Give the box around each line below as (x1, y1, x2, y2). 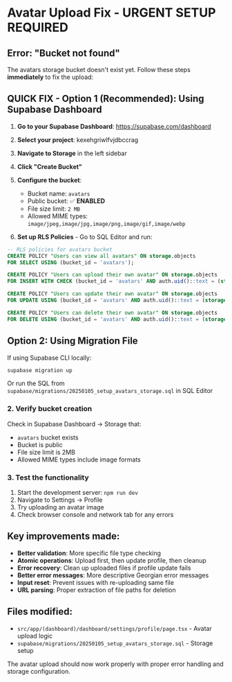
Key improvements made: (7, 530, 120, 542)
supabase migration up (7, 367, 72, 374)
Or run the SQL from (7, 379, 66, 387)
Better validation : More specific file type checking (17, 549, 161, 557)
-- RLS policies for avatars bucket (7, 246, 113, 253)
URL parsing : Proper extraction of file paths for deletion (17, 586, 176, 594)
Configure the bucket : (17, 175, 82, 184)
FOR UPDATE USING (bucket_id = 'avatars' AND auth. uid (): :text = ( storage (7, 297, 227, 304)
